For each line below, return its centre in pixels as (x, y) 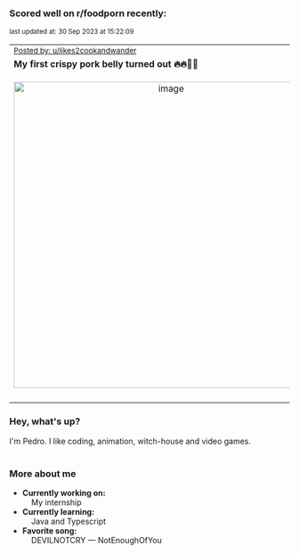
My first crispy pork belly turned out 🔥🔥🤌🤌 (106, 64)
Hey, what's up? (45, 421)
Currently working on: (64, 493)
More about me (43, 473)
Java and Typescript (69, 521)
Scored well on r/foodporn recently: (88, 13)
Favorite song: (49, 530)
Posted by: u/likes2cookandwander (75, 51)
